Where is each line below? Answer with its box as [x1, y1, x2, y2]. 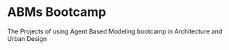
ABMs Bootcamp [7, 4, 106, 20]
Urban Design [7, 34, 47, 42]
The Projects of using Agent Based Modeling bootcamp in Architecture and [7, 27, 223, 35]
